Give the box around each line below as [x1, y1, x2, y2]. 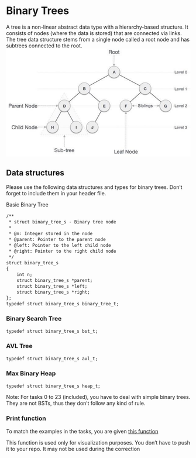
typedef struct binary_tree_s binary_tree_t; [6, 301, 119, 307]
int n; [16, 271, 33, 277]
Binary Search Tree [6, 314, 62, 322]
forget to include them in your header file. [6, 190, 106, 197]
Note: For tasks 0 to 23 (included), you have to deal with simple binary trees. [6, 394, 191, 401]
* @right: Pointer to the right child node [8, 248, 116, 254]
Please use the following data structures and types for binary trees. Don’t [6, 183, 183, 191]
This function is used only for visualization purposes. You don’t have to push [6, 439, 190, 446]
